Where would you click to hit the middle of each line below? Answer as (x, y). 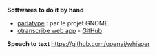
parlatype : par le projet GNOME (63, 23)
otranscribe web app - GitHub (59, 31)
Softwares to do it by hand (45, 10)
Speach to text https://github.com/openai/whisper (78, 44)
